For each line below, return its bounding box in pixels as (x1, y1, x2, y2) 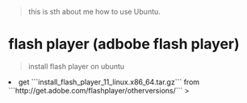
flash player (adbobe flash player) (8, 35, 240, 53)
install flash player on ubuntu (27, 61, 125, 71)
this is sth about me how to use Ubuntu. (27, 7, 161, 16)
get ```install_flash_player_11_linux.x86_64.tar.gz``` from (19, 76, 200, 87)
